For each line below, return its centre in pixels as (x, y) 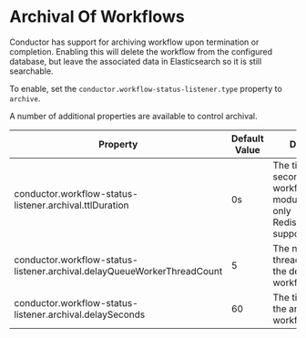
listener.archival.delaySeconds (80, 314)
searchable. (31, 71)
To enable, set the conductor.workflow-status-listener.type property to (146, 88)
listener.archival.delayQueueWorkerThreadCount (118, 271)
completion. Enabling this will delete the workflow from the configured (141, 51)
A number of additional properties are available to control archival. (133, 116)
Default (247, 138)
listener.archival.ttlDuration (71, 205)
